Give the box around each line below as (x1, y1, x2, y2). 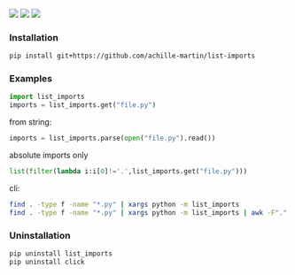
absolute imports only (9, 150, 89, 161)
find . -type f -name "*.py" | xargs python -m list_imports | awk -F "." (9, 208, 288, 217)
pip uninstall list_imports (9, 249, 113, 258)
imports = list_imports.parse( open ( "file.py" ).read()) (9, 134, 216, 143)
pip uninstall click (9, 257, 86, 266)
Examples (9, 73, 53, 85)
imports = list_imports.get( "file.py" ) (9, 101, 157, 110)
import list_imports (9, 93, 86, 102)
